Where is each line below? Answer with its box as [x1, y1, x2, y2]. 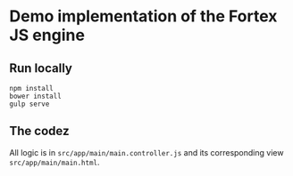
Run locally [9, 60, 73, 76]
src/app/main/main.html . [9, 156, 100, 167]
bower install [9, 92, 63, 100]
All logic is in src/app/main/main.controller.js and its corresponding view [9, 147, 284, 157]
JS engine [9, 25, 85, 45]
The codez [9, 124, 70, 139]
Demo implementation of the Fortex [9, 6, 278, 27]
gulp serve [9, 100, 50, 108]
